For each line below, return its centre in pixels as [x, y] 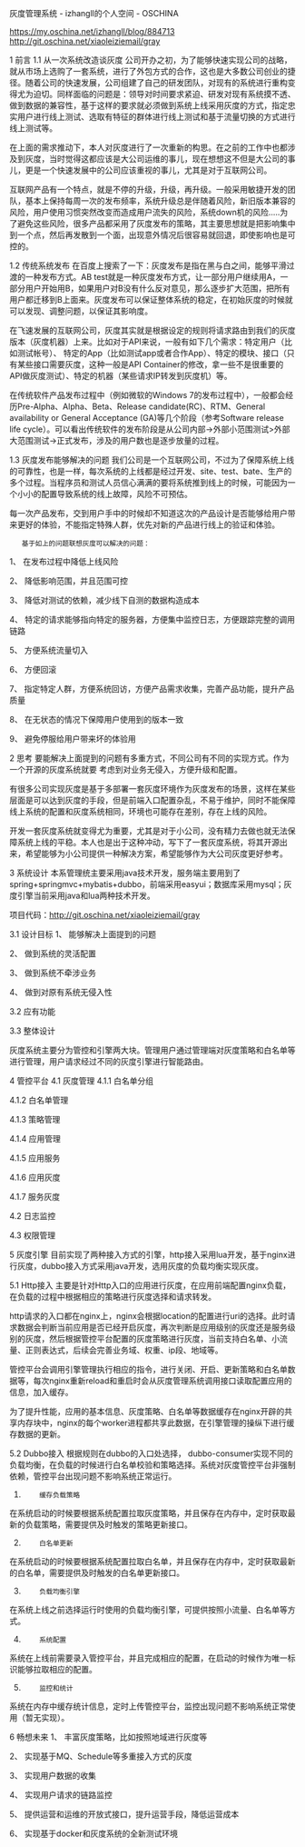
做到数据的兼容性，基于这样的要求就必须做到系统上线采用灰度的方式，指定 [148, 105]
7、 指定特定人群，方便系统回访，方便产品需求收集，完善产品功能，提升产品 [152, 689]
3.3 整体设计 [33, 1031]
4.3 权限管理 [33, 1235]
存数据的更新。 [37, 1434]
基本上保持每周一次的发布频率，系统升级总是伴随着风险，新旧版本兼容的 [160, 201]
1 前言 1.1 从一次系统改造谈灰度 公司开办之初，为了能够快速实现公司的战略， [151, 60]
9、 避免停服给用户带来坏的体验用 [73, 739]
